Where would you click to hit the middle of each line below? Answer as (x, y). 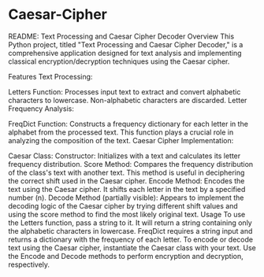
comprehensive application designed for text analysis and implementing (125, 53)
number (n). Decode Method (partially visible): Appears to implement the (126, 198)
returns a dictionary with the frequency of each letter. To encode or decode (131, 239)
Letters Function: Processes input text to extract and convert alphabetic (125, 91)
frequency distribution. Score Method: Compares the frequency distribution (131, 164)
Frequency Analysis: (41, 109)
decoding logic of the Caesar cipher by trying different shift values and (123, 205)
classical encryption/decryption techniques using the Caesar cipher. (119, 61)
